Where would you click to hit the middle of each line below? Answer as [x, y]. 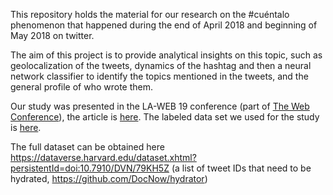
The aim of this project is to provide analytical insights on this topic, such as [166, 55]
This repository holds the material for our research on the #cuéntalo [150, 14]
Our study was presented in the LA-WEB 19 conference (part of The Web [160, 106]
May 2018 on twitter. [52, 35]
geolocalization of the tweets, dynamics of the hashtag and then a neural [161, 65]
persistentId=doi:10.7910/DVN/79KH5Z [90, 168]
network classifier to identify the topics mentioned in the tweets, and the [159, 76]
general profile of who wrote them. [82, 87]
